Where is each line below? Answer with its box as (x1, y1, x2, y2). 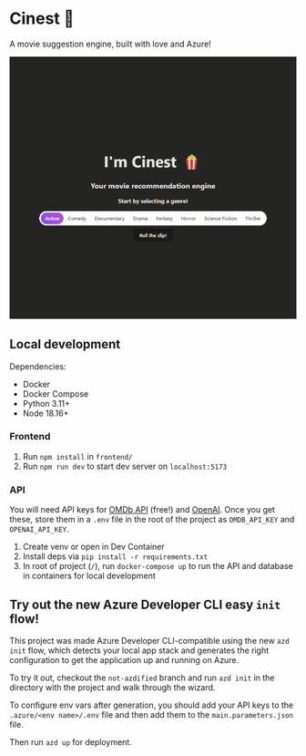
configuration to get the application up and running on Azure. (9, 654, 240, 665)
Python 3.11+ (22, 398, 71, 409)
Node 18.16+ (22, 408, 69, 419)
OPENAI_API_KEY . (9, 523, 70, 534)
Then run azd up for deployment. (9, 736, 132, 747)
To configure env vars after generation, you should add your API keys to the (9, 699, 294, 710)
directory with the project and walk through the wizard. (9, 681, 216, 692)
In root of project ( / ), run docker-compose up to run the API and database (22, 561, 293, 572)
